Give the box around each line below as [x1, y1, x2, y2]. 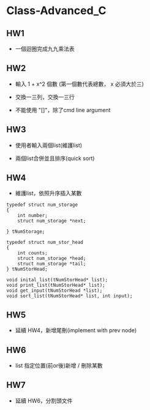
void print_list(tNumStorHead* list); [6, 283, 105, 289]
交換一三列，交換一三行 [15, 93, 75, 101]
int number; [17, 213, 48, 219]
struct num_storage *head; [17, 256, 86, 262]
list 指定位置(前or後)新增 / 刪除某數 [15, 362, 103, 370]
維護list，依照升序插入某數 [15, 189, 82, 197]
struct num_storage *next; [17, 218, 86, 224]
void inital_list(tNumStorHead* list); [6, 277, 108, 283]
